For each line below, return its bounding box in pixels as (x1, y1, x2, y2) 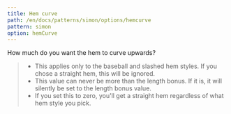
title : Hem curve (7, 10, 58, 17)
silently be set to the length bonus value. (34, 84, 152, 92)
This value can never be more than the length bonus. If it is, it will (34, 77, 222, 85)
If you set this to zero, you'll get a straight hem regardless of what (34, 92, 225, 100)
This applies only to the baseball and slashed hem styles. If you (34, 62, 218, 70)
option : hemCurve (7, 29, 58, 37)
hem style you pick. (34, 99, 91, 108)
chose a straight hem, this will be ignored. (34, 70, 156, 78)
